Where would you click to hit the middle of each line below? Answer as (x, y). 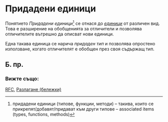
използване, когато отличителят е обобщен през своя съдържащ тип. (80, 49)
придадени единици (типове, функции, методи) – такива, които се (83, 104)
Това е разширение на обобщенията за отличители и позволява (73, 28)
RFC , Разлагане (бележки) (33, 90)
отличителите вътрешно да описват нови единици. (59, 34)
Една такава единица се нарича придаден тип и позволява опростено (80, 43)
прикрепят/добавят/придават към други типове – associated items (83, 109)
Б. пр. (14, 64)
